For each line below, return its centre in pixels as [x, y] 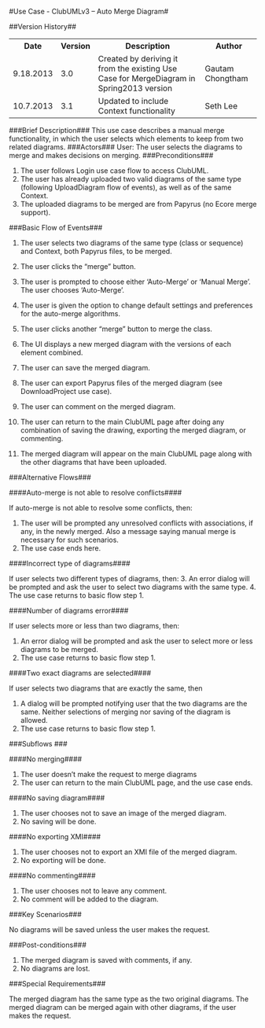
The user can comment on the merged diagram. [98, 407]
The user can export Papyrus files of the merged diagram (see [121, 383]
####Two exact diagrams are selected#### [80, 673]
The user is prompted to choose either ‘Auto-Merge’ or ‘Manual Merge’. [135, 282]
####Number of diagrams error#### [69, 610]
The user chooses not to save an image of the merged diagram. [123, 813]
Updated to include [133, 101]
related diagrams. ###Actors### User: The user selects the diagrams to [126, 147]
